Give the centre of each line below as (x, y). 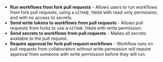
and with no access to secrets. (41, 17)
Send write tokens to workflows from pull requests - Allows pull (76, 23)
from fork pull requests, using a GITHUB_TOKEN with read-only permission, (84, 12)
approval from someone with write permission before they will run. (78, 54)
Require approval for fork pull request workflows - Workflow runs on (81, 44)
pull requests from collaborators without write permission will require (80, 49)
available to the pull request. (39, 38)
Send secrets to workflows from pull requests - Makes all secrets (78, 33)
